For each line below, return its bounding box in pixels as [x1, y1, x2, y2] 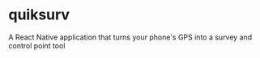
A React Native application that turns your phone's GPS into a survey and [8, 32, 253, 42]
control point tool [8, 40, 66, 50]
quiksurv [8, 6, 70, 24]
